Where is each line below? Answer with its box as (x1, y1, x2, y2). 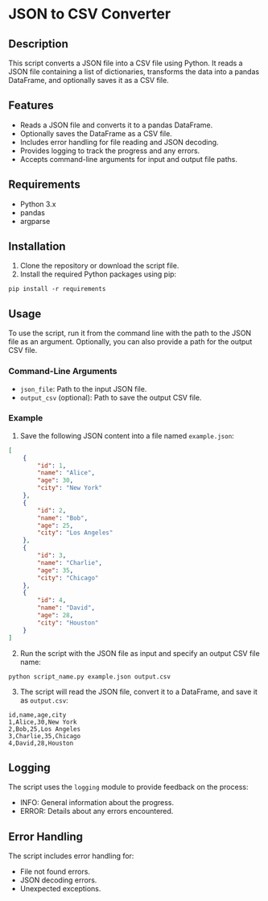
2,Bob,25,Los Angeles (8, 725, 81, 733)
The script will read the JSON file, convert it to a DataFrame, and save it (19, 687, 258, 696)
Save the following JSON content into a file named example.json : (19, 430, 235, 440)
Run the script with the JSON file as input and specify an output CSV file (19, 648, 260, 658)
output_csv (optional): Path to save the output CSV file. (19, 392, 202, 402)
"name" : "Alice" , (37, 469, 95, 477)
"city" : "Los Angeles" (37, 529, 113, 537)
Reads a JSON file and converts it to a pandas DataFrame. (19, 120, 213, 130)
